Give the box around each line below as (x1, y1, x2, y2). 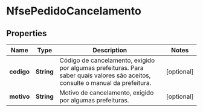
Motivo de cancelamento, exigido (59, 89, 154, 97)
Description (92, 46, 127, 54)
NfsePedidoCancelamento (6, 4, 142, 18)
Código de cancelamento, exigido (59, 56, 155, 64)
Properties (6, 28, 47, 39)
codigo (9, 67, 30, 76)
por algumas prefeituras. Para (59, 64, 144, 72)
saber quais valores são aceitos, (59, 71, 151, 79)
